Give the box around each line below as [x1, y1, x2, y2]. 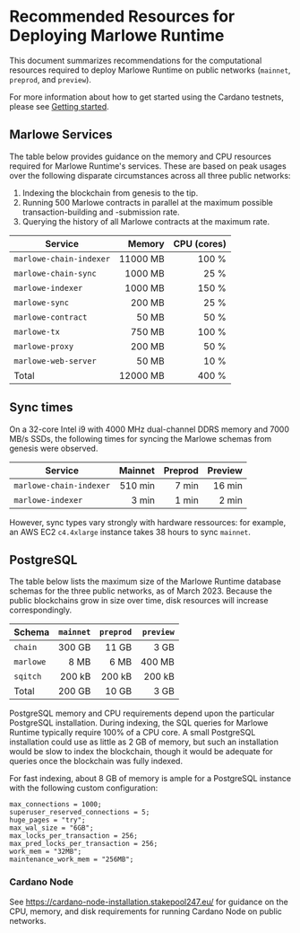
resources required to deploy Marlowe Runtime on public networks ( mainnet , [9, 65, 291, 75]
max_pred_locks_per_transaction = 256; [9, 840, 159, 849]
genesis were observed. [9, 443, 99, 453]
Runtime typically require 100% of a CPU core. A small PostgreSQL [9, 727, 256, 738]
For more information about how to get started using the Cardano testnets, [9, 92, 284, 102]
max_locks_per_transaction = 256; [9, 832, 139, 841]
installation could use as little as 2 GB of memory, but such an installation [9, 736, 279, 747]
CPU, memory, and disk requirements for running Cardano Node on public [9, 905, 282, 917]
